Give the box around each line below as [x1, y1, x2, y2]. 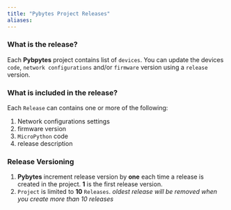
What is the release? [7, 40, 78, 50]
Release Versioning [7, 157, 74, 167]
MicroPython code [17, 132, 68, 140]
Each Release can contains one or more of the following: [7, 104, 168, 112]
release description [17, 140, 73, 148]
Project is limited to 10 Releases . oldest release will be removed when [17, 188, 218, 196]
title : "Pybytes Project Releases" [7, 10, 111, 17]
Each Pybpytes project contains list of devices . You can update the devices [7, 55, 224, 63]
